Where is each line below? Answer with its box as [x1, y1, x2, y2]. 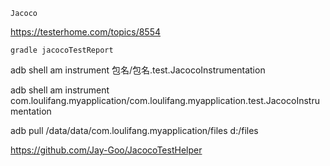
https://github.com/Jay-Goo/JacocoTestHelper [10, 144, 203, 156]
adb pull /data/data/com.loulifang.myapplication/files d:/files [10, 125, 259, 136]
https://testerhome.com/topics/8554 [10, 26, 161, 38]
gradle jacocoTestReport [10, 45, 114, 55]
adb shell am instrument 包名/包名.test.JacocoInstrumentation [10, 64, 266, 76]
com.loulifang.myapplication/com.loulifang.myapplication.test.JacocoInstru [10, 95, 320, 106]
